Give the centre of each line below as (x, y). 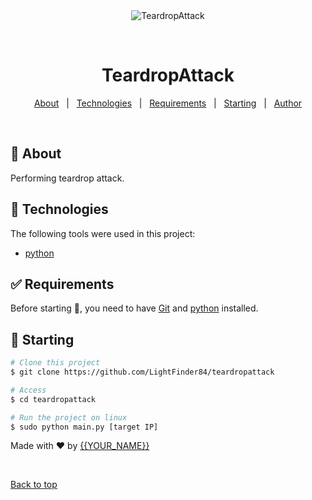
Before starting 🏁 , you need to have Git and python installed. (134, 308)
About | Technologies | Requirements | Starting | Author (168, 103)
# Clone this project (55, 363)
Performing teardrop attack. (67, 178)
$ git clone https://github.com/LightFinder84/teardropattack (142, 372)
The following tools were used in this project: (103, 233)
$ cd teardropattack (53, 399)
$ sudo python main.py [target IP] (84, 427)
